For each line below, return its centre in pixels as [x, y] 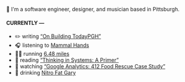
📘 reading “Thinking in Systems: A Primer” [67, 60]
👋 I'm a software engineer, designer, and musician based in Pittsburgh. [93, 9]
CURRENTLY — [25, 23]
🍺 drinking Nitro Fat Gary [45, 73]
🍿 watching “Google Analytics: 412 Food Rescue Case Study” [90, 67]
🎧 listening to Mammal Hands [52, 45]
